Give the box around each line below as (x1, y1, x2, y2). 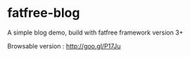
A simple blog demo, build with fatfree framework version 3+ (7, 28, 184, 37)
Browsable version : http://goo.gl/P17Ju (7, 42, 121, 50)
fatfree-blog (7, 5, 80, 21)
